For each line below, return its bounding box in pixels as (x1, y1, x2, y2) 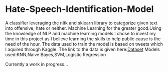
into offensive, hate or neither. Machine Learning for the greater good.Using (5, 25, 162, 31)
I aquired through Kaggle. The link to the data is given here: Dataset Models (5, 46, 160, 52)
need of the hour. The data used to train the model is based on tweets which (5, 41, 163, 47)
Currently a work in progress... (5, 61, 69, 67)
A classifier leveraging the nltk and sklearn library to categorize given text (5, 20, 158, 26)
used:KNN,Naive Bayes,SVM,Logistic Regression (5, 51, 106, 58)
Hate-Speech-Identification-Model (5, 3, 154, 15)
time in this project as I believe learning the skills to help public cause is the (5, 36, 161, 42)
